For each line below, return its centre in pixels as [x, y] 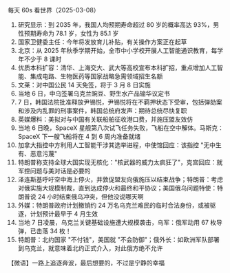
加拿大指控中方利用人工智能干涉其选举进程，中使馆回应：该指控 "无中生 [120, 145]
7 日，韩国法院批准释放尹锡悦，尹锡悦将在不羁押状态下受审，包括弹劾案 [120, 102]
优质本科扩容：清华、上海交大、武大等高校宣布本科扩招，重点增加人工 [117, 68]
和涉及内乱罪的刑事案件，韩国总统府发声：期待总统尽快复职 [102, 111]
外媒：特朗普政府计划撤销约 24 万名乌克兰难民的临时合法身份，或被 [114, 205]
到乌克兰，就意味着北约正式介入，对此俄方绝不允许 [90, 248]
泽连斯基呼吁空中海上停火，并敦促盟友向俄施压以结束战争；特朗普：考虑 [120, 179]
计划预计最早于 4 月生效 [64, 214]
